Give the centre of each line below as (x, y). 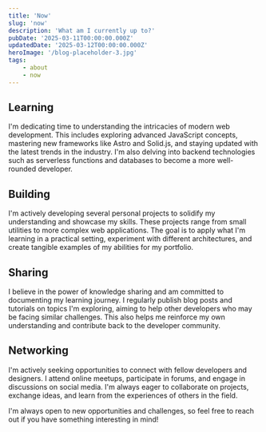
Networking (39, 351)
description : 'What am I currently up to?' (82, 30)
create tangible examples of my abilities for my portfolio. (101, 248)
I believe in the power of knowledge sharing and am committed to (116, 291)
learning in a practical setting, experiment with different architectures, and (130, 239)
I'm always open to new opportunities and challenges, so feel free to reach (131, 410)
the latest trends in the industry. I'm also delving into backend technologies (132, 152)
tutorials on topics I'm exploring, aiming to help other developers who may (131, 309)
